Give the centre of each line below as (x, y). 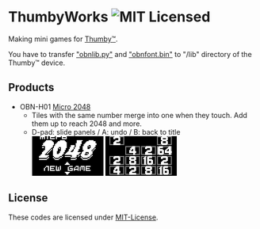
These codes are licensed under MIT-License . (83, 217)
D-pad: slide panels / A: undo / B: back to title (106, 132)
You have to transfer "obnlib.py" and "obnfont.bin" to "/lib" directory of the (130, 54)
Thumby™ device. (37, 63)
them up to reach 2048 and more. (87, 124)
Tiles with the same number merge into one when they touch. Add (140, 115)
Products (31, 88)
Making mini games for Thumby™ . (63, 39)
